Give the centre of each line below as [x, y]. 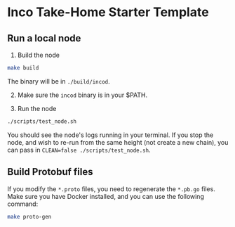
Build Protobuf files [50, 172]
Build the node [38, 55]
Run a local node [44, 38]
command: [23, 204]
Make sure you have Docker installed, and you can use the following [106, 196]
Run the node [37, 108]
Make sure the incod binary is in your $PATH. [82, 95]
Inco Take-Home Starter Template [108, 12]
